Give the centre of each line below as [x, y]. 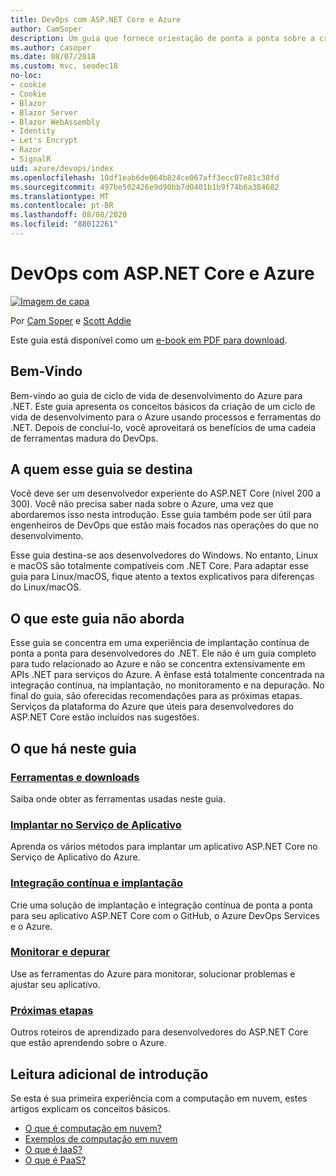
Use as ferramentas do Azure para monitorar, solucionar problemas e [153, 973]
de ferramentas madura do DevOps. [84, 438]
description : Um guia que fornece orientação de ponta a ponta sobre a [162, 38]
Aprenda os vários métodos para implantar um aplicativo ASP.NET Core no [164, 847]
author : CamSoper [46, 29]
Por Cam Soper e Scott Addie [71, 320]
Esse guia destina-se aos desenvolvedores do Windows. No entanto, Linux [164, 555]
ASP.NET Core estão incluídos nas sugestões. [105, 717]
